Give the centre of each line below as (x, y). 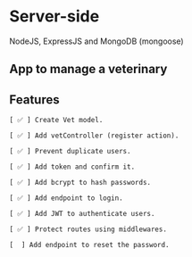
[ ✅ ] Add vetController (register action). (94, 136)
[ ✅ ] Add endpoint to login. (66, 198)
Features (34, 99)
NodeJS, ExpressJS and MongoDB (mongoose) (97, 41)
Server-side (54, 17)
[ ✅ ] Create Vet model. (56, 120)
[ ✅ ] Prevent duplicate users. (70, 152)
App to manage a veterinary (88, 69)
